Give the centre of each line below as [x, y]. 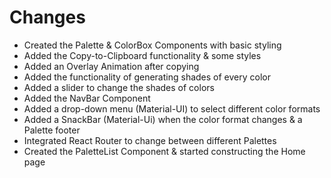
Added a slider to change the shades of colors [119, 87]
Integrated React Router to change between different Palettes [150, 140]
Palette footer [52, 130]
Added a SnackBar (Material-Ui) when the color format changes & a [163, 119]
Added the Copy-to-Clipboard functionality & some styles [142, 55]
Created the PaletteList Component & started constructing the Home [164, 151]
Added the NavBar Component [87, 98]
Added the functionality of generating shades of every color [147, 77]
